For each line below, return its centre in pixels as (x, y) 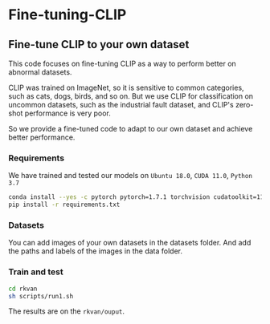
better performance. (42, 137)
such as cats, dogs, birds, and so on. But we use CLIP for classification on (131, 96)
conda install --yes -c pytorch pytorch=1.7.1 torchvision (109, 197)
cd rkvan (23, 289)
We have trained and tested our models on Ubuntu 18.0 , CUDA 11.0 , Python (131, 176)
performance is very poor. (67, 113)
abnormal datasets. (40, 72)
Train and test (36, 272)
